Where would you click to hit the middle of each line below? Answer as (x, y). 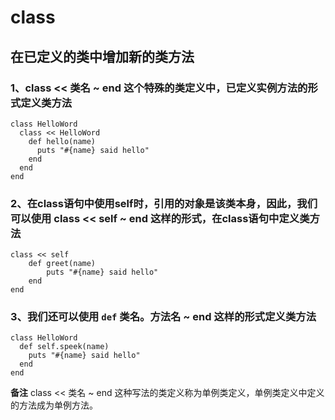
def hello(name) (62, 141)
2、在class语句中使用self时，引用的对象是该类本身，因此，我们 (164, 203)
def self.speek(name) (64, 347)
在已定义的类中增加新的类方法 (102, 56)
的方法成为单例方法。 (54, 405)
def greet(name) (62, 264)
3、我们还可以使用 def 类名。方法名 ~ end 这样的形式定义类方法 (163, 317)
